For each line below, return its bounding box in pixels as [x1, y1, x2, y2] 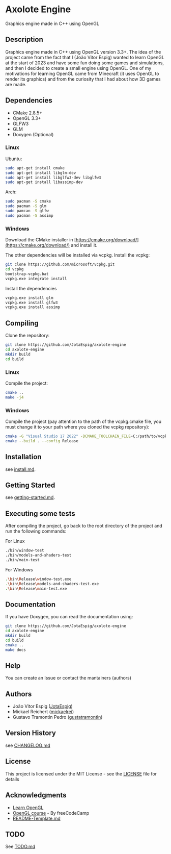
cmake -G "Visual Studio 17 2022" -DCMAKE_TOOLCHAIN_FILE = [5, 434, 133, 439]
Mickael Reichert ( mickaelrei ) [12, 709, 74, 715]
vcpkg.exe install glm [5, 295, 53, 300]
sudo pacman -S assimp [5, 213, 53, 218]
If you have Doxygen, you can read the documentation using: [5, 614, 133, 620]
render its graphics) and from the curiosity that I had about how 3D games [5, 76, 161, 82]
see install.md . [5, 466, 36, 472]
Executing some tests [5, 509, 75, 518]
